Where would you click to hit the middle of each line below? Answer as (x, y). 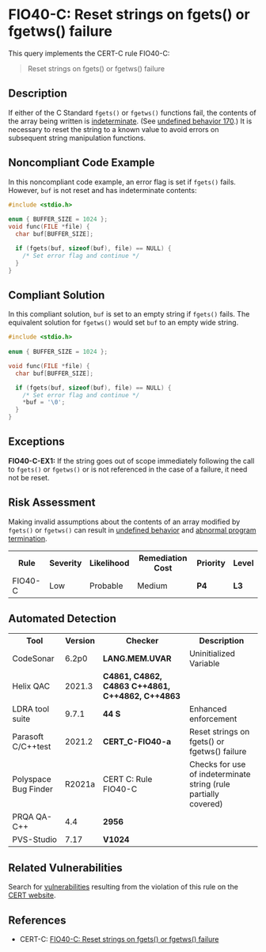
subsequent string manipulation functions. (77, 138)
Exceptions (36, 442)
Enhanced (208, 709)
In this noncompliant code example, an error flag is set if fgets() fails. (122, 182)
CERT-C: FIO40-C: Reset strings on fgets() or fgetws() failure (119, 939)
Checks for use (217, 764)
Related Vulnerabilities (65, 868)
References (37, 920)
